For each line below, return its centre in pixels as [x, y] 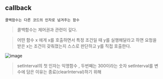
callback [18, 8]
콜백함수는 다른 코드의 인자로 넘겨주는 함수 [42, 20]
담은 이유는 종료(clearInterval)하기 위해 [64, 72]
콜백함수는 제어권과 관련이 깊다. [47, 30]
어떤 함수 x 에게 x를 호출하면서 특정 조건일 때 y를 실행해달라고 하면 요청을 [87, 40]
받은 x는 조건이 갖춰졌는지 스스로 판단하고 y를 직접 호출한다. [74, 46]
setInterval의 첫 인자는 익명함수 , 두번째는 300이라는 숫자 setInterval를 [85, 65]
